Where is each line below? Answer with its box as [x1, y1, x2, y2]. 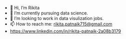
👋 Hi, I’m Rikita [9, 5, 40, 10]
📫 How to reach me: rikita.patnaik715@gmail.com [9, 21, 113, 27]
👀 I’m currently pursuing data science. [9, 10, 88, 16]
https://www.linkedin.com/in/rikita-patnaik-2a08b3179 [9, 28, 121, 34]
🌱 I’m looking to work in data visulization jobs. [9, 15, 104, 21]
